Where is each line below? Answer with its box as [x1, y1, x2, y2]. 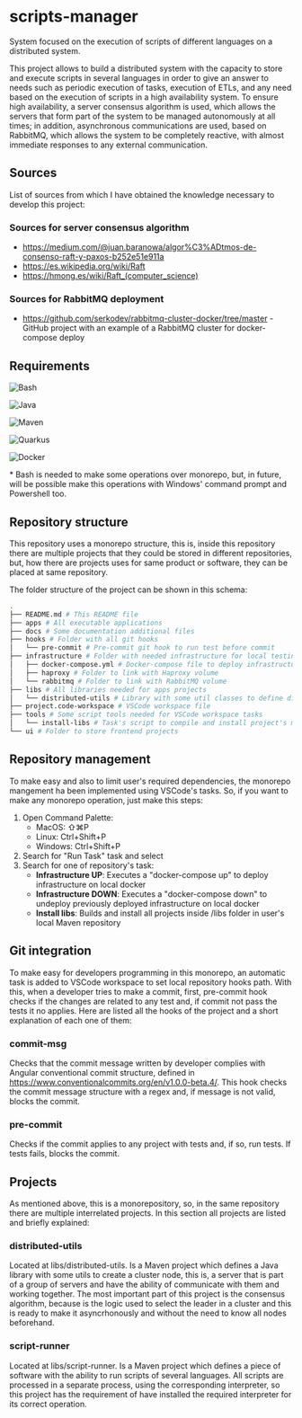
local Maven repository [35, 917, 121, 927]
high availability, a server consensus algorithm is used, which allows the [9, 101, 276, 111]
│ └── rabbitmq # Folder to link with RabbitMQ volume [9, 677, 227, 686]
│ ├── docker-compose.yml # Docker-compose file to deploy [9, 660, 244, 669]
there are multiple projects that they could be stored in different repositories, [9, 547, 292, 558]
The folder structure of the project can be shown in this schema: [9, 584, 248, 595]
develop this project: [9, 199, 85, 209]
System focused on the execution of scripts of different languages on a [9, 36, 273, 47]
